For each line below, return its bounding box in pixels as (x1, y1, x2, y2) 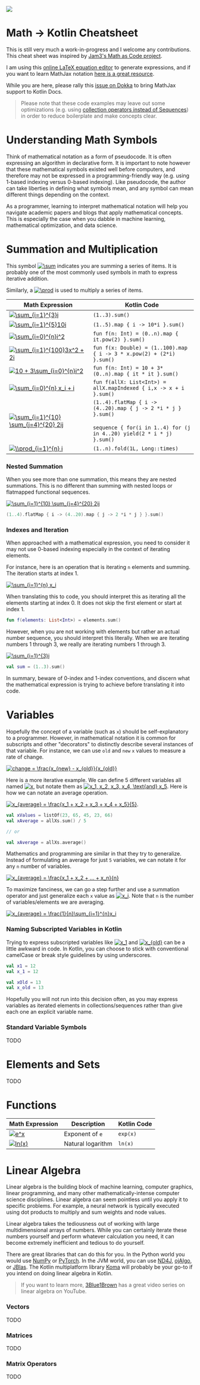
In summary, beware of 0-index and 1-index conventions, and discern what (6, 675, 190, 682)
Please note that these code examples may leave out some (20, 99, 165, 107)
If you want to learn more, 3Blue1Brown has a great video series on (20, 1281, 186, 1289)
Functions (6, 1098, 57, 1112)
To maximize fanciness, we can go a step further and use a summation (6, 886, 180, 893)
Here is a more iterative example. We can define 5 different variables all (6, 776, 182, 783)
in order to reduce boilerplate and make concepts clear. (20, 112, 157, 119)
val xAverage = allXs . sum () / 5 (6, 818, 86, 824)
